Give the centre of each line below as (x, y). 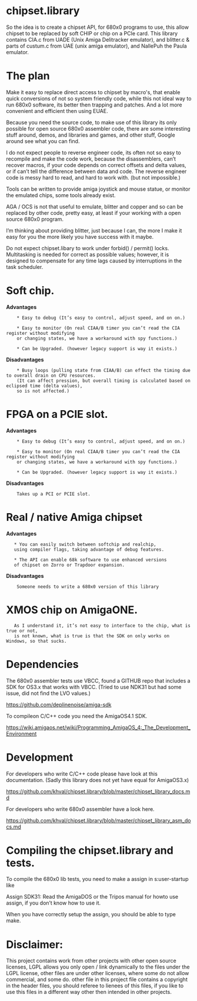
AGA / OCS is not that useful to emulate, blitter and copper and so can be (95, 207)
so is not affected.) (43, 391)
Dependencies (42, 664)
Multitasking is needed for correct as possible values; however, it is (88, 254)
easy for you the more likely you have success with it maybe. (80, 237)
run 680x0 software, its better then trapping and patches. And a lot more (94, 105)
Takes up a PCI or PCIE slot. (54, 494)
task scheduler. (25, 267)
